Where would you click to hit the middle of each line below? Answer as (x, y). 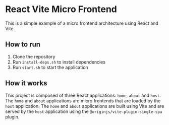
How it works (26, 83)
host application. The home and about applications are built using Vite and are (85, 106)
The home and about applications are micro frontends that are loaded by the (83, 101)
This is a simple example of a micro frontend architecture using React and (82, 23)
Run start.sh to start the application (50, 67)
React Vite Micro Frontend (61, 9)
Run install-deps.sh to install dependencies (59, 62)
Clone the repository (34, 56)
